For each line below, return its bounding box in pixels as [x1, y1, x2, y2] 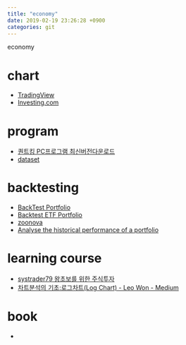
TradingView [17, 91, 55, 99]
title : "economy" [7, 10, 58, 18]
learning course [7, 250, 102, 267]
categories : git [7, 23, 55, 30]
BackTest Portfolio [17, 203, 71, 212]
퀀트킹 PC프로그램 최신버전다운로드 [17, 147, 116, 156]
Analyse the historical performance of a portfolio [17, 226, 159, 234]
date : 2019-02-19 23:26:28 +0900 [7, 17, 106, 24]
